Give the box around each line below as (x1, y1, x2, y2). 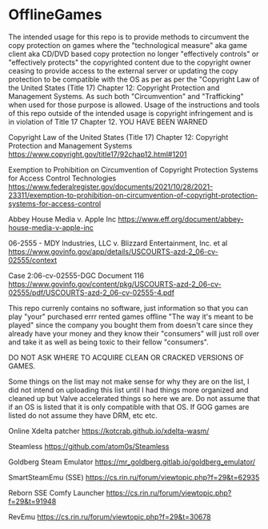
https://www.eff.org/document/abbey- (118, 214, 244, 224)
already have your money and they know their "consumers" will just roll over (8, 328, 260, 338)
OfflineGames (8, 6, 102, 24)
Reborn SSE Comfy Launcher (8, 487, 105, 497)
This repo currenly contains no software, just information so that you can (8, 303, 249, 312)
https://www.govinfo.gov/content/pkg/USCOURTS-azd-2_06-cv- (8, 279, 222, 288)
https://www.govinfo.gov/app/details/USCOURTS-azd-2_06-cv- (8, 246, 218, 257)
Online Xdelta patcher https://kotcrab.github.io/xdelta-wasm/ (8, 426, 210, 436)
